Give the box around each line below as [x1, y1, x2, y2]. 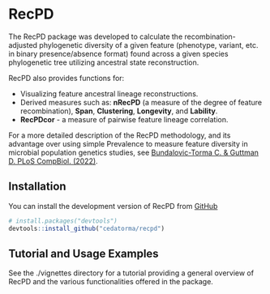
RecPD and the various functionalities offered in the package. [8, 277, 213, 287]
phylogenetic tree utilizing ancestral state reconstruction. [8, 58, 199, 67]
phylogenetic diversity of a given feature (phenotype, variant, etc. [39, 40, 259, 49]
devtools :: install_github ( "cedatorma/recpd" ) [8, 224, 165, 232]
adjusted [8, 40, 38, 49]
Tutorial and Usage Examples [8, 246, 160, 260]
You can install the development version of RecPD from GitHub [8, 201, 218, 211]
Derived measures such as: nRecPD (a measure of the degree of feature [19, 97, 263, 107]
